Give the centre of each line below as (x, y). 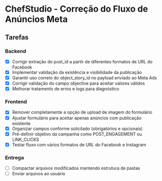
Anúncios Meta (36, 19)
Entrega (15, 158)
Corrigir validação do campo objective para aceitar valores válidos (78, 83)
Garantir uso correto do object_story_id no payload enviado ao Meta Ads (84, 78)
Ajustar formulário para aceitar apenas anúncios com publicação (77, 118)
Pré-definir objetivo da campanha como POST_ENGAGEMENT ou (77, 134)
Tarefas (17, 37)
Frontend (16, 102)
